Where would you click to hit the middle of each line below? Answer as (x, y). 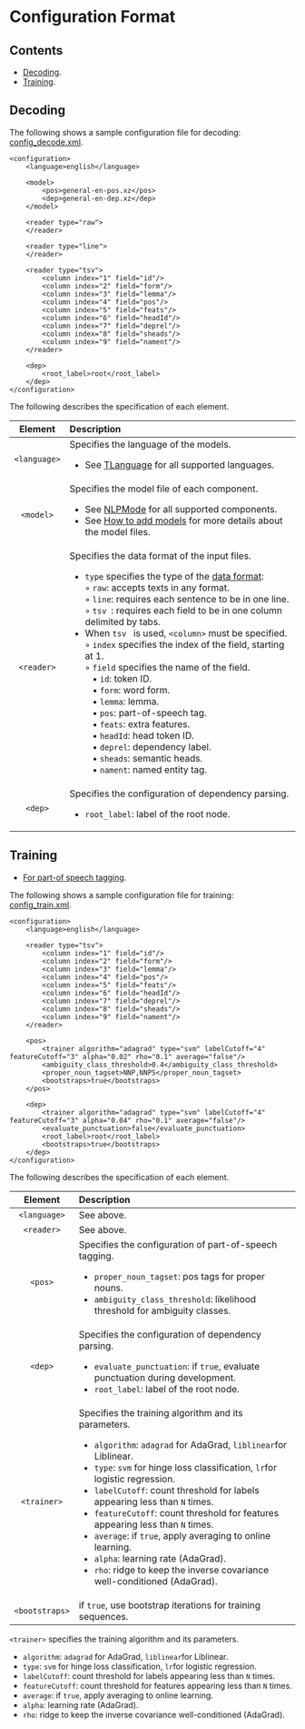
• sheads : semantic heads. (148, 758)
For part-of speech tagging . (74, 877)
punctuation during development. (165, 1378)
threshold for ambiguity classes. (162, 1310)
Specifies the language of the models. (150, 444)
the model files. (118, 531)
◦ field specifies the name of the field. (167, 667)
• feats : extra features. (141, 723)
